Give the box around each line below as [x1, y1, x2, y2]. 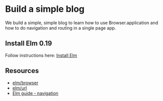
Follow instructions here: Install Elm [5, 52, 77, 58]
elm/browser [12, 80, 39, 86]
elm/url [12, 85, 27, 91]
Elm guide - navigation [12, 90, 58, 96]
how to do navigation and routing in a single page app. [5, 25, 116, 31]
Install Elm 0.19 [5, 39, 53, 48]
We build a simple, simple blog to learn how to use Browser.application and [5, 20, 159, 26]
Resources [5, 67, 39, 75]
